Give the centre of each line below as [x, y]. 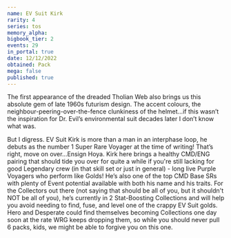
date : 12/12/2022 [32, 58]
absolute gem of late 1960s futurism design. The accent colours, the [104, 105]
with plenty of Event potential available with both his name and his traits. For [115, 184]
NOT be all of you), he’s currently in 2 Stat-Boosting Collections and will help [116, 198]
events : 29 [23, 45]
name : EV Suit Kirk [35, 13]
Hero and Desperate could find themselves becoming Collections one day [112, 213]
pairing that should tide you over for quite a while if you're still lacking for [111, 162]
